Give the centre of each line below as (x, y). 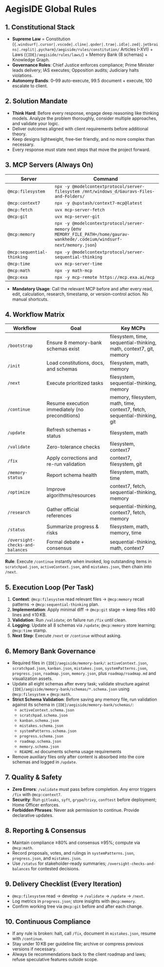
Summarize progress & (73, 527)
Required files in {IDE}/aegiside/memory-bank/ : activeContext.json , (80, 663)
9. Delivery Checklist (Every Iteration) (63, 884)
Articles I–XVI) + (137, 49)
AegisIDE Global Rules (51, 9)
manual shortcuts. (30, 299)
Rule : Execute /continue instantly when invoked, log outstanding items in (79, 562)
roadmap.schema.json (40, 742)
